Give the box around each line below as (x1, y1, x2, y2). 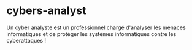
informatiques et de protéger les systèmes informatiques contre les (6, 30, 177, 37)
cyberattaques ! (6, 37, 46, 44)
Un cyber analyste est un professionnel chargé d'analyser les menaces (6, 24, 186, 31)
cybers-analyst (6, 4, 87, 18)
